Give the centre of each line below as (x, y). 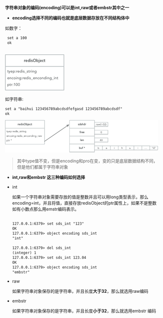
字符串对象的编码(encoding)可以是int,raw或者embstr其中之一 (67, 8)
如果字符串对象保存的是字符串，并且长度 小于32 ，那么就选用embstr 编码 (84, 311)
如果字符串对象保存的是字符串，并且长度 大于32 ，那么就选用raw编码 (80, 291)
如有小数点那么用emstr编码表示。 (45, 209)
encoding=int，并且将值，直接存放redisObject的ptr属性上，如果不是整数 (84, 203)
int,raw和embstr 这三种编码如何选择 (49, 177)
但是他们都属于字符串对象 (42, 167)
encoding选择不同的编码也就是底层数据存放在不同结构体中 (71, 18)
